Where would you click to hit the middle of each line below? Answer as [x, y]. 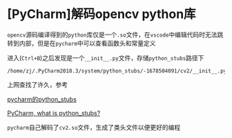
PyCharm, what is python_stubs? [54, 113]
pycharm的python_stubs [42, 99]
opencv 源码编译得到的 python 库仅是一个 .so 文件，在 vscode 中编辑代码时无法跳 [115, 34]
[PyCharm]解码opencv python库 [101, 14]
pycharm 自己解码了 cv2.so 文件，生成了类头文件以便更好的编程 [94, 127]
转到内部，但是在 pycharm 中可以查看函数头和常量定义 [82, 43]
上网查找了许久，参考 [37, 84]
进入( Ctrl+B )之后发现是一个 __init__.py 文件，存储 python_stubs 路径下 [106, 58]
